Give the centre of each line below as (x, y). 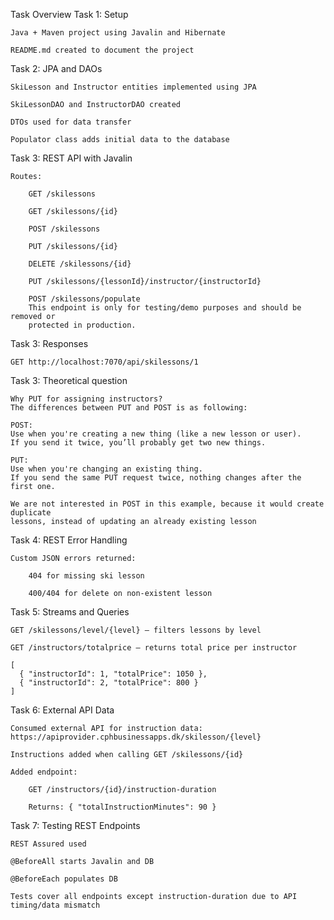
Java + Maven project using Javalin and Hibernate (118, 33)
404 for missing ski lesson (86, 576)
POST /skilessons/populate (84, 299)
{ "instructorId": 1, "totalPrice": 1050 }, (113, 674)
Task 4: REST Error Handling (69, 540)
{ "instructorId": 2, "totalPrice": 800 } (109, 683)
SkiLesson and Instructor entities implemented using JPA (133, 87)
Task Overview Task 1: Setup (69, 14)
